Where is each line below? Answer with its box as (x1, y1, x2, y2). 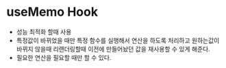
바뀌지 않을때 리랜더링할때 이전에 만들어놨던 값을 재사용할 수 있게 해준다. (16, 45, 210, 53)
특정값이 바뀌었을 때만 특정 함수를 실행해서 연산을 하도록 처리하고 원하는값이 (16, 36, 220, 45)
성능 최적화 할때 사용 (16, 27, 72, 36)
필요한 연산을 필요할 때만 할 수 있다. (16, 53, 112, 62)
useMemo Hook (6, 4, 99, 20)
